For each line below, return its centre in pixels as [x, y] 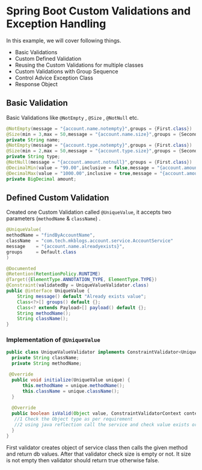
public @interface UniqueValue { [48, 291]
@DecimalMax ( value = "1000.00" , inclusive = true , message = [82, 173]
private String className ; [45, 358]
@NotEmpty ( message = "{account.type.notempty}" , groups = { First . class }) [99, 146]
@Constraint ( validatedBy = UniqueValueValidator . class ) [78, 285]
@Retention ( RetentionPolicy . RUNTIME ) [54, 274]
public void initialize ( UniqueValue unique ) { [71, 380]
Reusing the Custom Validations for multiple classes [79, 65]
